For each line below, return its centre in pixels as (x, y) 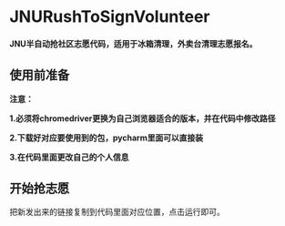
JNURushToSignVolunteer (110, 17)
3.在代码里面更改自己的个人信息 (69, 157)
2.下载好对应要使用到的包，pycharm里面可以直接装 (106, 138)
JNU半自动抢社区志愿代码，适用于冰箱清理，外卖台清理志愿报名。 (133, 44)
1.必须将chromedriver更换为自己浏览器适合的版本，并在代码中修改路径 (142, 118)
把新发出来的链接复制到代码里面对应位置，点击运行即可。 (117, 212)
